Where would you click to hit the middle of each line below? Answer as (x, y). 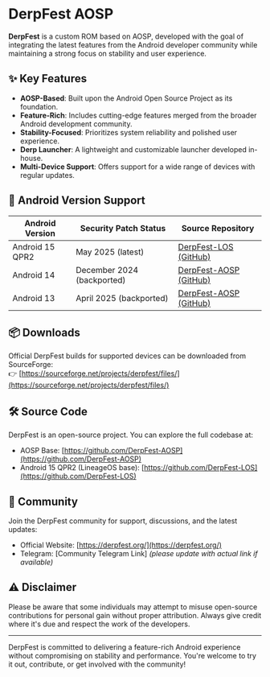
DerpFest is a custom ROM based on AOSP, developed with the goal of (126, 36)
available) (37, 562)
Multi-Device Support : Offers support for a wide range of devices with (137, 167)
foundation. (39, 106)
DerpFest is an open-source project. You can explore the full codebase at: (131, 435)
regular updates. (47, 175)
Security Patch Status (123, 228)
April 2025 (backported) (122, 298)
